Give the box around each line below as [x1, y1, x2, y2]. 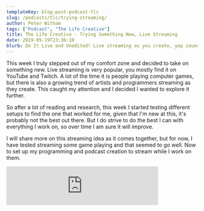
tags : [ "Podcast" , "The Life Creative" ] [6, 26, 110, 32]
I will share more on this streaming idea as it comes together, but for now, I [6, 134, 193, 142]
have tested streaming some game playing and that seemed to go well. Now [6, 141, 196, 148]
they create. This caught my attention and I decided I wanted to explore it [6, 85, 189, 92]
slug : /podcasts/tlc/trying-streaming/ [6, 15, 107, 21]
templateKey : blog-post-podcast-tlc [6, 9, 99, 15]
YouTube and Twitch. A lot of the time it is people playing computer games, [6, 72, 194, 80]
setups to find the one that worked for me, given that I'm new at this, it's [6, 110, 186, 117]
